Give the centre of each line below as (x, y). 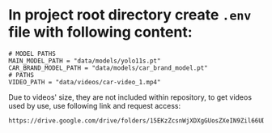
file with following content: (100, 32)
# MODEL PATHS (32, 54)
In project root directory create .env (130, 15)
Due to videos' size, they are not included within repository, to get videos (130, 97)
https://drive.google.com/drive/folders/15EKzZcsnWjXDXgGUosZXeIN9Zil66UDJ (139, 120)
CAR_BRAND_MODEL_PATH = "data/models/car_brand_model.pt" (108, 68)
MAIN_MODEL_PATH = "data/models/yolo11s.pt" (85, 61)
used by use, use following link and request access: (95, 105)
